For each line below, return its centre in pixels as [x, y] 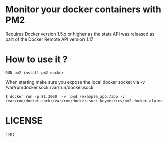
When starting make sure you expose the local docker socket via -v [75, 82]
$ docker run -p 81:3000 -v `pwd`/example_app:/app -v [65, 96]
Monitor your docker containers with [83, 9]
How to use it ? [36, 59]
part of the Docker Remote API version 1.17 [49, 39]
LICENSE [24, 121]
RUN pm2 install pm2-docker [35, 73]
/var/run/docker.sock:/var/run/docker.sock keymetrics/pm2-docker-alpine [84, 101]
